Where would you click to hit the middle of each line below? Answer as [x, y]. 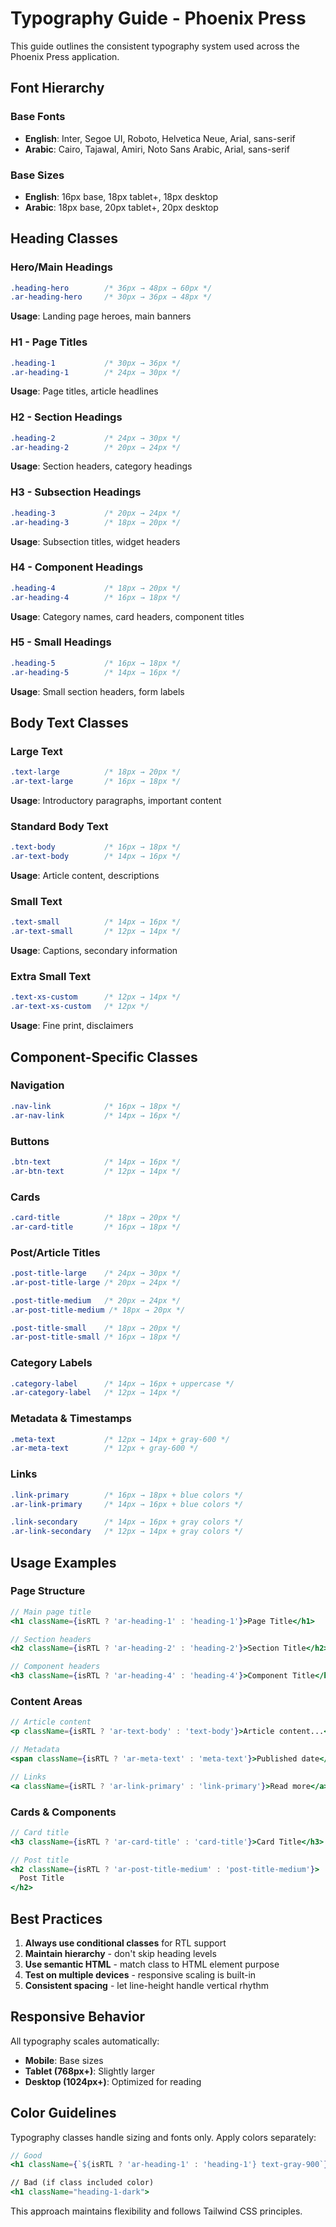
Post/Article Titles [55, 1252]
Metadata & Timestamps [71, 1419]
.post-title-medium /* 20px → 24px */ [96, 1300]
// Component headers [55, 1667]
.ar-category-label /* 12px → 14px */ [96, 1393]
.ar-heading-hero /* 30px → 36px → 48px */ [111, 297]
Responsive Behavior [78, 2017]
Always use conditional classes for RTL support [125, 1943]
